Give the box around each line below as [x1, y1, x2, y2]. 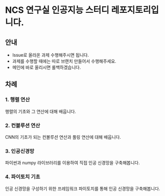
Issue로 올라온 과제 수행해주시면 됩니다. [12, 52, 89, 58]
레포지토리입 [111, 4, 159, 16]
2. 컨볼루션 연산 [5, 122, 40, 129]
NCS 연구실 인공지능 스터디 [5, 4, 109, 16]
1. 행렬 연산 [5, 96, 30, 103]
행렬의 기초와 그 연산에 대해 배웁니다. [5, 108, 76, 114]
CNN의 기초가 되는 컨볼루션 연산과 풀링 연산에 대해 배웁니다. [5, 134, 121, 140]
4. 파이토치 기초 [5, 173, 40, 180]
